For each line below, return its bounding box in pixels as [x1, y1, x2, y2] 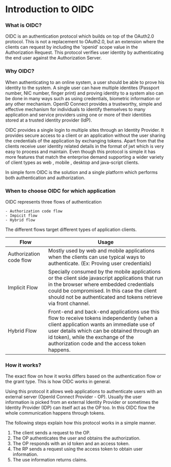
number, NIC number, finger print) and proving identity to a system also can [5, 90, 164, 96]
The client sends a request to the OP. [12, 430, 91, 436]
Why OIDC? [5, 68, 35, 75]
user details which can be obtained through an [48, 327, 159, 334]
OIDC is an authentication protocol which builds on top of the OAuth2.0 [5, 33, 154, 39]
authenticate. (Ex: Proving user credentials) [48, 260, 152, 267]
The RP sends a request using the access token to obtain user [12, 446, 143, 452]
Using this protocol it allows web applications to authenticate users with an [5, 388, 162, 395]
